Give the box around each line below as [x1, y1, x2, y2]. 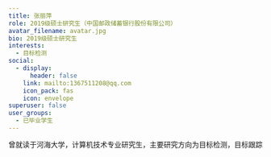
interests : [8, 42, 45, 50]
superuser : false [8, 101, 67, 109]
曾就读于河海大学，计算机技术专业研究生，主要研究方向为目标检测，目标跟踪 [8, 139, 263, 149]
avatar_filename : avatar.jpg [8, 27, 106, 35]
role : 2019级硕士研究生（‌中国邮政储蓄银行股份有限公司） [8, 19, 177, 27]
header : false [29, 72, 78, 80]
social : [8, 57, 35, 65]
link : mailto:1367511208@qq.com [23, 79, 131, 87]
